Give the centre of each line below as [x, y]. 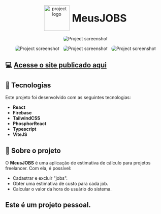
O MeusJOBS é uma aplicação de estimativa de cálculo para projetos [78, 163]
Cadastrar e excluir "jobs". [40, 178]
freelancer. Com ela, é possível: [38, 169]
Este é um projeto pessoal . [48, 205]
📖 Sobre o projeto [33, 150]
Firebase [22, 113]
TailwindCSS [26, 118]
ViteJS [20, 134]
